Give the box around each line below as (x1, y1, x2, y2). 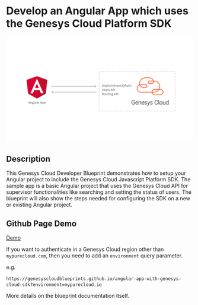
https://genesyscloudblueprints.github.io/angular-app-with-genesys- (6, 276, 182, 282)
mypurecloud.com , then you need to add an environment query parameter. (6, 252, 183, 259)
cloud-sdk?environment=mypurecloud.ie (6, 282, 102, 288)
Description (6, 153, 50, 164)
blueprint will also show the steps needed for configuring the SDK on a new (6, 195, 191, 202)
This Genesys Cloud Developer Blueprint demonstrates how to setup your (6, 169, 186, 177)
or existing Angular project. (6, 201, 73, 209)
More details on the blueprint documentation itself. (6, 293, 129, 300)
